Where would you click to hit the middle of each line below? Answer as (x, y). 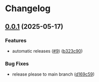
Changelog (28, 9)
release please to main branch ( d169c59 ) (53, 74)
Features (16, 41)
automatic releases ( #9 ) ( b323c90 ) (47, 51)
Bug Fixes (17, 63)
